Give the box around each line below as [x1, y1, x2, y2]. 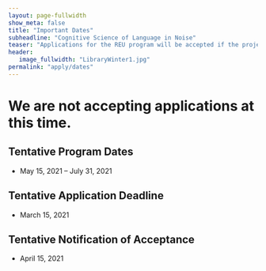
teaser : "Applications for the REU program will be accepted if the [8, 41, 239, 49]
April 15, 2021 [19, 254, 64, 263]
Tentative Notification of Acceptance [8, 232, 196, 246]
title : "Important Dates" [8, 26, 93, 34]
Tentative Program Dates [8, 145, 134, 159]
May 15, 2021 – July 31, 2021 [19, 166, 112, 175]
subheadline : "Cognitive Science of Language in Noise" [8, 33, 196, 42]
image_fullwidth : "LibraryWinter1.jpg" [18, 56, 150, 64]
